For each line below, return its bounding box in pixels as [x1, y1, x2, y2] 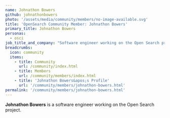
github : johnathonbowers [5, 12, 58, 17]
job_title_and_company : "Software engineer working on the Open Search [5, 41, 159, 46]
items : [10, 54, 24, 60]
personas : [5, 31, 26, 36]
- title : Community [14, 59, 56, 64]
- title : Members [14, 69, 51, 74]
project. [5, 107, 22, 113]
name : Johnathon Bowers [5, 7, 56, 13]
